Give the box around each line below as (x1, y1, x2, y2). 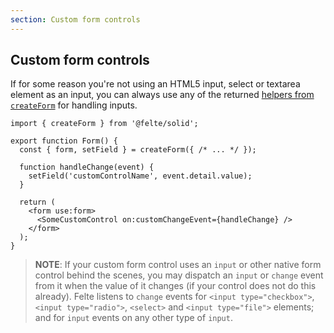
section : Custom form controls (10, 14, 141, 25)
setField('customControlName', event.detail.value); (28, 171, 253, 181)
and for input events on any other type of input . (34, 312, 233, 324)
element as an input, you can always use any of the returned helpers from (10, 89, 315, 101)
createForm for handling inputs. (10, 99, 138, 111)
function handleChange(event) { (19, 162, 155, 173)
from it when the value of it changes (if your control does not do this (34, 280, 317, 292)
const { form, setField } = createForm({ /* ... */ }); (19, 145, 257, 155)
